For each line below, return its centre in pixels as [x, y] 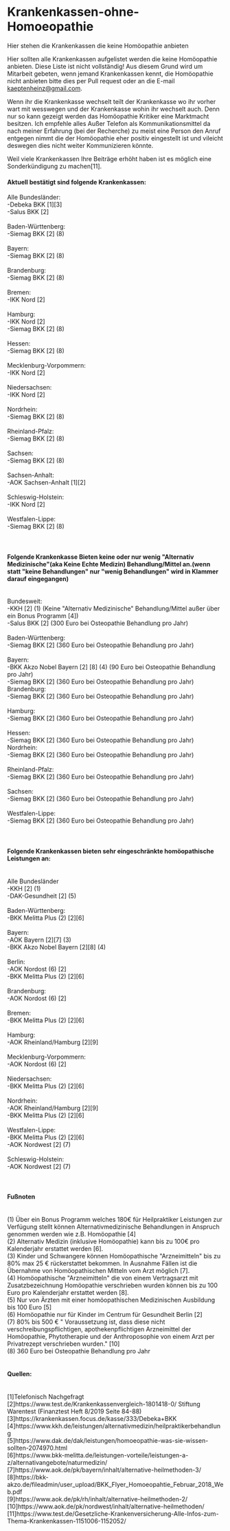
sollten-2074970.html [37, 1448]
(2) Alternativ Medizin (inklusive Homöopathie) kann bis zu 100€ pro [104, 1241]
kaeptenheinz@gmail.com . [45, 88]
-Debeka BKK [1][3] [35, 204]
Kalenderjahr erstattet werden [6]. [55, 1248]
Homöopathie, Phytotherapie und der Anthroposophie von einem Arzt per [111, 1336]
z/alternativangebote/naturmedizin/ [57, 1462]
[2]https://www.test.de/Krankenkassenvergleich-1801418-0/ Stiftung [104, 1404]
